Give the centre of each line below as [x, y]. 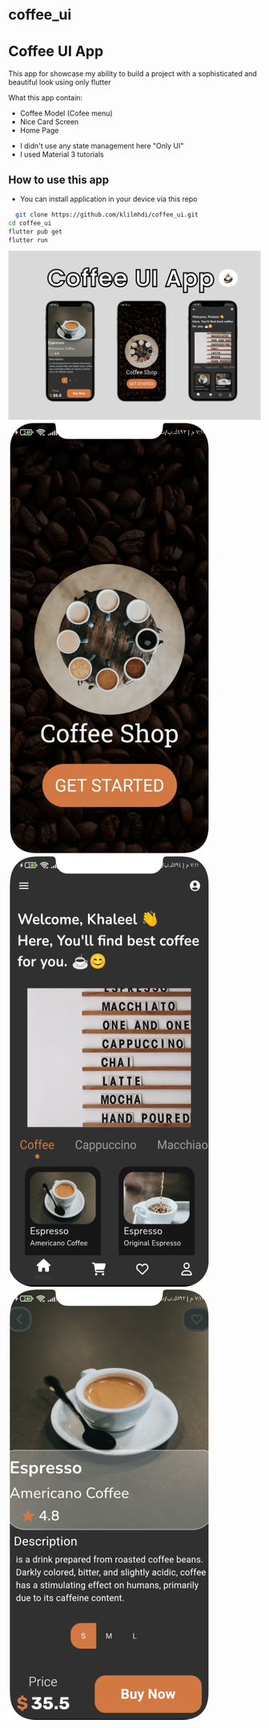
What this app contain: [45, 98]
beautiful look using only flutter [60, 83]
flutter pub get [35, 231]
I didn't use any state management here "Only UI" [102, 146]
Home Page [39, 131]
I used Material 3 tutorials [62, 155]
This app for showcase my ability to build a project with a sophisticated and [133, 74]
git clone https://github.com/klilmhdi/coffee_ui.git [107, 214]
